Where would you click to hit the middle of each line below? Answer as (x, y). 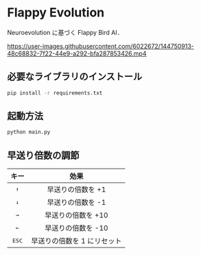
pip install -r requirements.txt (55, 93)
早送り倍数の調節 (43, 155)
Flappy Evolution (56, 13)
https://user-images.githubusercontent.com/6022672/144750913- (100, 46)
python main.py (29, 132)
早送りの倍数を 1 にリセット (76, 241)
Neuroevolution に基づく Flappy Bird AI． (65, 32)
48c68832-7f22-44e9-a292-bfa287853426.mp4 (77, 53)
